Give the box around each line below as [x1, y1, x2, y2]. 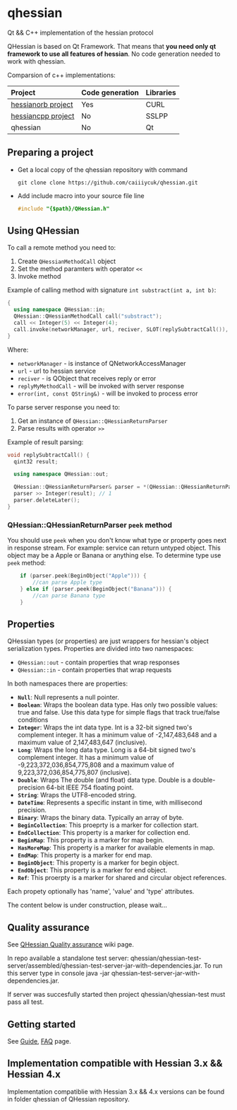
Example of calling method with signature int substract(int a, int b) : [7, 286, 217, 294]
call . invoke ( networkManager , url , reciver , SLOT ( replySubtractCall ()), [13, 325, 229, 333]
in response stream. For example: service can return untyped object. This [7, 543, 221, 553]
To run [203, 961, 223, 970]
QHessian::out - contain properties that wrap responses [17, 658, 180, 666]
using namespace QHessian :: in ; [13, 306, 106, 313]
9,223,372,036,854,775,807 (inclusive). [17, 768, 132, 777]
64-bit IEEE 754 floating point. [46, 783, 134, 792]
